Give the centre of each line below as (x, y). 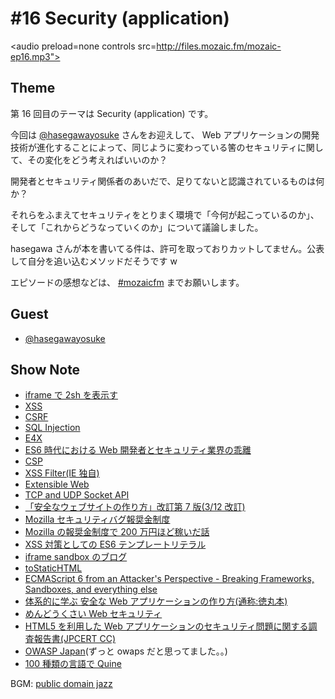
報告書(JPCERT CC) (75, 639)
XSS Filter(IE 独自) (62, 473)
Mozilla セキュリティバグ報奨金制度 (97, 519)
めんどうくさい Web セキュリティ (93, 614)
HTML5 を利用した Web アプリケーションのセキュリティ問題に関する (166, 626)
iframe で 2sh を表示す (71, 395)
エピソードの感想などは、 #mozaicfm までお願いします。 (127, 282)
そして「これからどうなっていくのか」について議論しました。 (137, 227)
